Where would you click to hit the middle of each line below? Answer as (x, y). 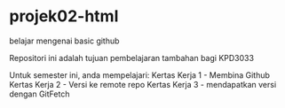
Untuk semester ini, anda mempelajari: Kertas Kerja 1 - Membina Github (140, 75)
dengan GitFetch (40, 94)
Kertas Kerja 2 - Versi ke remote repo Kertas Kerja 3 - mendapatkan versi (143, 84)
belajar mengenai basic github (64, 41)
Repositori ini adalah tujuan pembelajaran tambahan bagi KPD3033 (132, 58)
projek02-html (64, 16)
